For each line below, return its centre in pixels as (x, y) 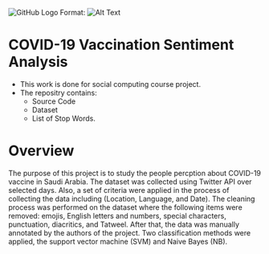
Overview (41, 151)
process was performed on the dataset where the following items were (125, 207)
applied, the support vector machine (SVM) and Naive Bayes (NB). (118, 241)
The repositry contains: (59, 92)
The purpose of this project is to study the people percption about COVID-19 (135, 173)
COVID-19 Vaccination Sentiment (121, 45)
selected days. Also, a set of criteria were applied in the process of (119, 190)
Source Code (54, 101)
